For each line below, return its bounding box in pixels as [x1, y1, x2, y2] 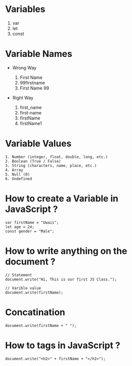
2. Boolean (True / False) [5, 158, 61, 163]
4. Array [5, 167, 23, 172]
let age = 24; [5, 224, 35, 229]
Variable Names [5, 48, 72, 59]
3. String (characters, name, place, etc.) [5, 163, 97, 168]
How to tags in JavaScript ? [5, 339, 121, 351]
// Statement [5, 272, 32, 277]
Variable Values [5, 138, 72, 149]
